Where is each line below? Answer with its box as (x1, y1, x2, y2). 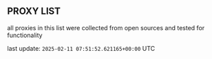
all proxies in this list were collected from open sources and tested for (7, 23, 205, 32)
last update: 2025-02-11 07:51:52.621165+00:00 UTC (7, 44, 156, 52)
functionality (7, 31, 43, 39)
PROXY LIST (7, 5, 61, 17)
